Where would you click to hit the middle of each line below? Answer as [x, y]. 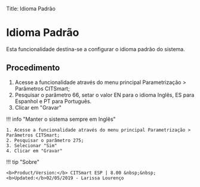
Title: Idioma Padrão [31, 9]
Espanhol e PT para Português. [53, 101]
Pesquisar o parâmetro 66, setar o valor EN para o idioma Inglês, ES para [104, 95]
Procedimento [33, 68]
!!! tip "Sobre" [23, 162]
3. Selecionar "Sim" [32, 145]
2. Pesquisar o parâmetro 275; [45, 140]
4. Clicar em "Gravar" [34, 151]
